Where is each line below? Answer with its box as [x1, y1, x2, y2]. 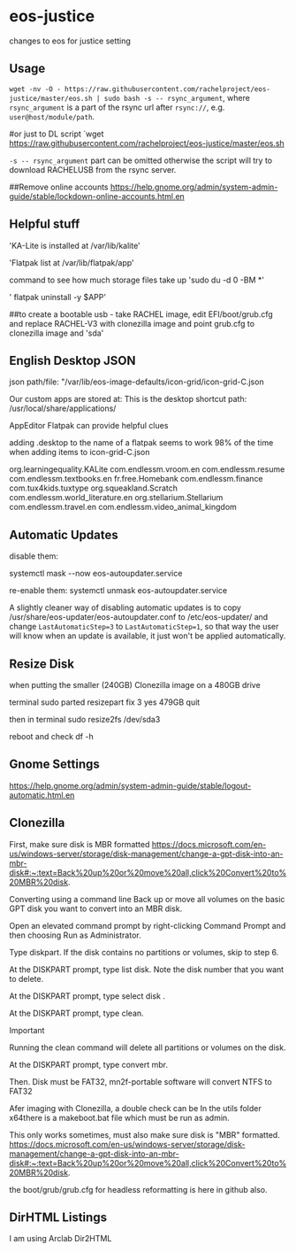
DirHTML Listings [9, 1210, 108, 1225]
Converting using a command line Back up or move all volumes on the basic [9, 893, 285, 904]
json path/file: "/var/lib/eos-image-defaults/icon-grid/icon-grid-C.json [9, 376, 264, 387]
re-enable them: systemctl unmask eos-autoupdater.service [9, 585, 228, 596]
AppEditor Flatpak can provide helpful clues [9, 421, 169, 431]
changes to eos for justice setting [9, 35, 131, 46]
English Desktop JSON [9, 352, 136, 368]
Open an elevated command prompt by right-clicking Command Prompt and [9, 920, 286, 931]
